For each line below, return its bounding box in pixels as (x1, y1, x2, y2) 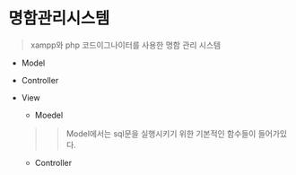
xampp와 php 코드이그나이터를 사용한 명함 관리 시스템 (30, 39, 222, 50)
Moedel (34, 109, 64, 120)
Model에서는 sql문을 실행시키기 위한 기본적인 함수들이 (65, 127, 257, 139)
